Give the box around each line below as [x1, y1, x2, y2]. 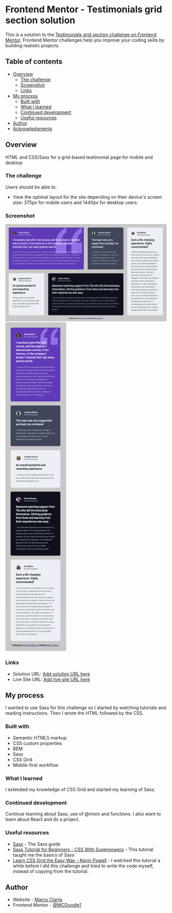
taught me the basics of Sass [12, 851, 75, 858]
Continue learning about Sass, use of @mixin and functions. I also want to [5, 811, 161, 817]
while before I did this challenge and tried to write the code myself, [12, 863, 154, 869]
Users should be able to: [5, 184, 57, 190]
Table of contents [5, 58, 62, 66]
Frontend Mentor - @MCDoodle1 [12, 902, 81, 908]
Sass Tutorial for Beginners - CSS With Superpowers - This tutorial [12, 846, 154, 852]
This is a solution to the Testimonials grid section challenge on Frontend [5, 31, 157, 37]
